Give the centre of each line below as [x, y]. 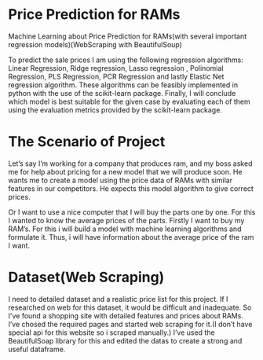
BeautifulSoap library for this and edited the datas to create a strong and [125, 340]
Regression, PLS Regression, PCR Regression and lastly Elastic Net [116, 76]
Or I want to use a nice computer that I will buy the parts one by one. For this [132, 212]
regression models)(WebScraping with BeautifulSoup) [95, 44]
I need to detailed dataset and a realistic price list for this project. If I [118, 299]
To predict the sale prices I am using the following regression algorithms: [126, 60]
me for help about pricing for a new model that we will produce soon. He [125, 171]
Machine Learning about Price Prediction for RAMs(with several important [128, 36]
